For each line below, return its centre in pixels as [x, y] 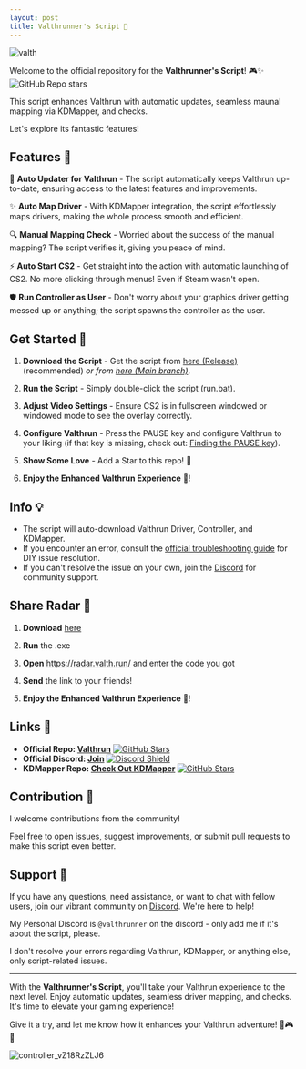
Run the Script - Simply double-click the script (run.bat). [129, 389]
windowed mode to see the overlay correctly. [107, 416]
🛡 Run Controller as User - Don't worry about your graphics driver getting [149, 298]
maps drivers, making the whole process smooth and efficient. [127, 217]
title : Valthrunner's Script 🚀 [69, 26]
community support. [61, 577]
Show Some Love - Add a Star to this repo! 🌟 [107, 461]
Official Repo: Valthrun [66, 748]
